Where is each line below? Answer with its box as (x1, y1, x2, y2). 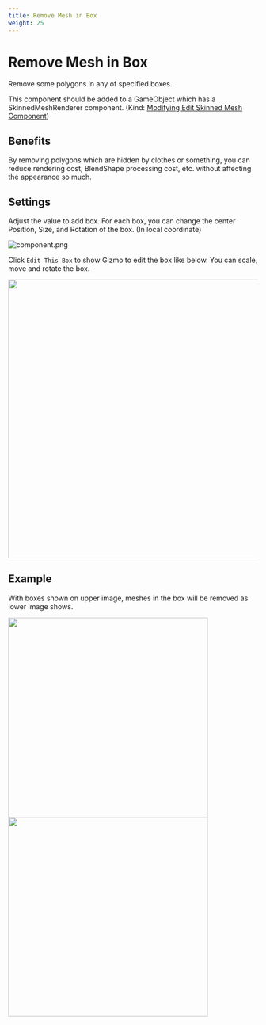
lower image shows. (8, 601, 74, 611)
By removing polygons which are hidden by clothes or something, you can (8, 155, 251, 165)
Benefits (8, 134, 51, 147)
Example (8, 572, 52, 586)
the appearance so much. (8, 172, 93, 182)
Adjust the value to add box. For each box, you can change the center (8, 216, 236, 226)
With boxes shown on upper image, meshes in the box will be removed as (8, 593, 249, 603)
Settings (8, 195, 51, 208)
